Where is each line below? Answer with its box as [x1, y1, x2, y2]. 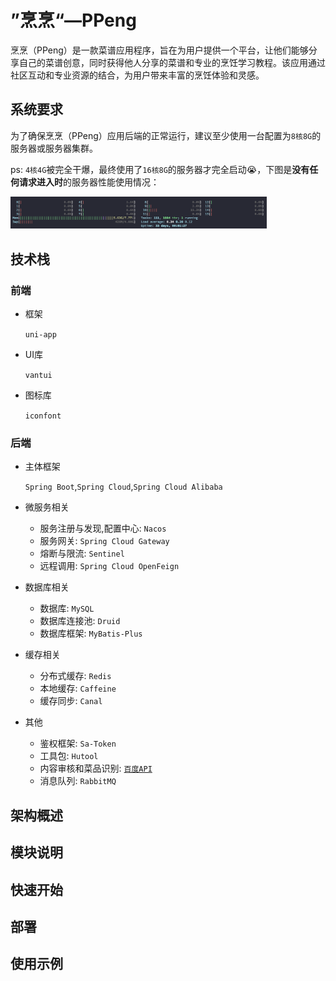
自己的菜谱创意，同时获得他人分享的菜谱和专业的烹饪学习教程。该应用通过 [18, 56, 326, 68]
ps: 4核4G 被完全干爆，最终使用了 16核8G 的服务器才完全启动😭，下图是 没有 [10, 163, 310, 175]
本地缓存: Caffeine [39, 682, 117, 695]
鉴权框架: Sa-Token [39, 737, 117, 750]
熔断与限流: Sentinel [39, 547, 125, 560]
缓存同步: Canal [39, 695, 103, 707]
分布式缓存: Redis [39, 670, 112, 682]
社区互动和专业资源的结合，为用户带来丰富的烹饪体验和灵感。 [10, 69, 265, 81]
